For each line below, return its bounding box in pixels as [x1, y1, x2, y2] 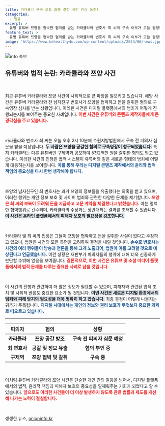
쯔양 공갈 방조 [34, 335, 65, 342]
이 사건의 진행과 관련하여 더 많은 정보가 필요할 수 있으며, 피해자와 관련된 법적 [5, 284, 152, 290]
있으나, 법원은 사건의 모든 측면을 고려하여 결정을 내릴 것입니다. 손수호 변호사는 [10, 239, 160, 245]
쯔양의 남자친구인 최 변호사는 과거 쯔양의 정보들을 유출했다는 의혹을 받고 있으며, [5, 188, 157, 194]
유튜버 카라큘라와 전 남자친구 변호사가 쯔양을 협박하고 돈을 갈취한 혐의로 [14, 99, 152, 105]
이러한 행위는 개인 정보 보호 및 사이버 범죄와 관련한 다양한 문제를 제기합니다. [5, 194, 151, 200]
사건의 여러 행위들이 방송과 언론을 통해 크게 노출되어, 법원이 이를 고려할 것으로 [5, 245, 152, 251]
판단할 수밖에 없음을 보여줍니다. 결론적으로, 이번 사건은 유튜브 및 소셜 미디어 [5, 257, 149, 263]
